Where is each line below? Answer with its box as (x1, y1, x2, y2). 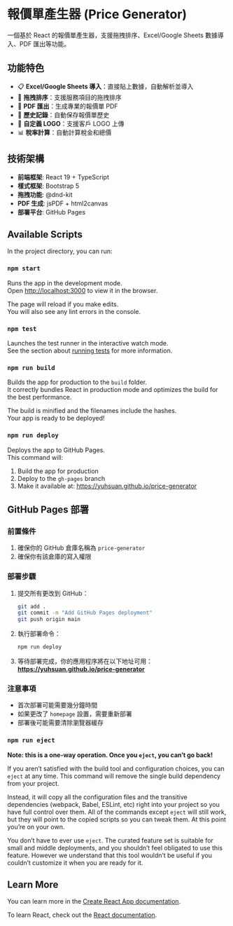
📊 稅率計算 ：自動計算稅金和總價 (17, 128, 112, 137)
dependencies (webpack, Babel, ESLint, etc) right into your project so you (7, 800, 220, 808)
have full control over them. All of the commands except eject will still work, (7, 808, 227, 816)
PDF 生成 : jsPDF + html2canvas (17, 199, 108, 207)
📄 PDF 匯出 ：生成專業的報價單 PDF (17, 102, 118, 110)
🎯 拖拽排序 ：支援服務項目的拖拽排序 (17, 93, 122, 102)
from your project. (7, 779, 59, 787)
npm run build (7, 364, 55, 372)
